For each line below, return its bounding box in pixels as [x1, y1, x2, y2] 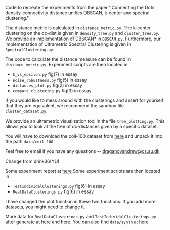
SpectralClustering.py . [5, 47, 55, 52]
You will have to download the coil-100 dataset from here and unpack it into [5, 133, 163, 139]
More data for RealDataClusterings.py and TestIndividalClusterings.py [5, 214, 156, 219]
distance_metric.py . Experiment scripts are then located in [5, 62, 128, 67]
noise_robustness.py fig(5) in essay [12, 77, 87, 83]
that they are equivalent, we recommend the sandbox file [5, 103, 124, 108]
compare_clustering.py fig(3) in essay [12, 88, 92, 93]
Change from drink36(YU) [5, 158, 60, 164]
